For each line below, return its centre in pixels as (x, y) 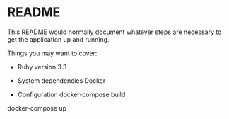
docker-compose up (37, 108)
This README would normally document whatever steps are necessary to (114, 32)
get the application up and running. (58, 39)
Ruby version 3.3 (42, 67)
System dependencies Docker (61, 80)
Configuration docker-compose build (71, 94)
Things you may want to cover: (52, 53)
